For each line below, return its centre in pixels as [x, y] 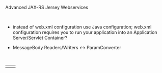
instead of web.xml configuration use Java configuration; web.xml [82, 27]
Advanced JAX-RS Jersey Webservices [47, 7]
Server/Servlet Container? [40, 38]
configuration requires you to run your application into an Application [85, 32]
